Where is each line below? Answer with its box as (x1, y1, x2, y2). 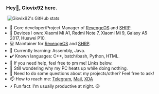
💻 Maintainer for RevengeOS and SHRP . (9, 41, 91, 47)
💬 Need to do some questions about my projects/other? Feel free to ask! (9, 71, 154, 76)
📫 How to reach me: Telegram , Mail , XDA (9, 76, 93, 82)
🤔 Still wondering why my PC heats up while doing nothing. (9, 65, 128, 71)
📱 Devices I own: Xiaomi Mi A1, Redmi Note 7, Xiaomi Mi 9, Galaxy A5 (9, 30, 147, 36)
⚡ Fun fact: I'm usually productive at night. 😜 (9, 83, 100, 89)
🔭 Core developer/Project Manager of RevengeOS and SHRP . (9, 25, 132, 31)
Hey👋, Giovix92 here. (6, 4, 57, 11)
